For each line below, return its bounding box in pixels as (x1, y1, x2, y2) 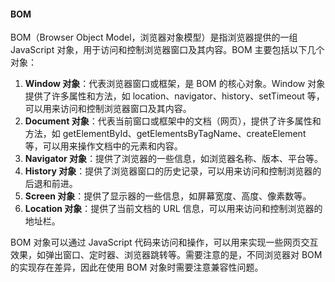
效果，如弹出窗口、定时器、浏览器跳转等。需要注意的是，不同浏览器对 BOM (10, 249, 323, 261)
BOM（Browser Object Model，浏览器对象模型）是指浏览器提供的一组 (10, 31, 298, 44)
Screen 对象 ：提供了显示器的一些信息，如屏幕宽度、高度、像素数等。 (24, 190, 312, 202)
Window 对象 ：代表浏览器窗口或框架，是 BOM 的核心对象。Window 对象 (24, 78, 326, 90)
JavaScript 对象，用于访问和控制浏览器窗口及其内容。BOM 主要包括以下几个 (10, 44, 325, 56)
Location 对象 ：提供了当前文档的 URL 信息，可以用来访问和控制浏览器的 (24, 203, 323, 215)
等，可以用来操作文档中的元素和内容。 (24, 140, 183, 152)
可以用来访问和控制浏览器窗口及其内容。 (24, 103, 192, 115)
